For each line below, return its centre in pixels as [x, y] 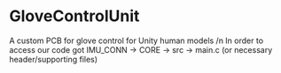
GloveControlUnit [74, 16]
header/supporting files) [54, 59]
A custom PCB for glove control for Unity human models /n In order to [137, 40]
